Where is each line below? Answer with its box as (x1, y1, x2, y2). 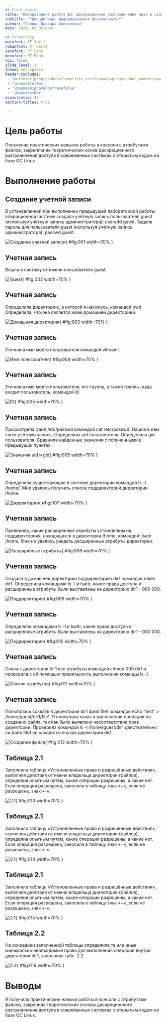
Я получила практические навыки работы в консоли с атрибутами (5, 997, 147, 1003)
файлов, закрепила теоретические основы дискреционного (5, 1002, 133, 1008)
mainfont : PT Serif (5, 39, 46, 45)
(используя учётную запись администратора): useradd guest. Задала (5, 219, 153, 225)
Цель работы (5, 126, 63, 137)
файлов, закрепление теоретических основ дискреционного (5, 147, 134, 153)
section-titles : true (5, 100, 50, 105)
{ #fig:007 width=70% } (39, 500, 87, 506)
